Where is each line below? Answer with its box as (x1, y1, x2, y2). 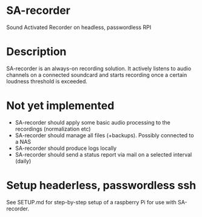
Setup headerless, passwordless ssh (6, 179, 197, 192)
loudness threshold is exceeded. (6, 77, 88, 85)
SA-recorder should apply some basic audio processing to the (15, 118, 171, 126)
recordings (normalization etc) (15, 125, 91, 132)
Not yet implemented (6, 99, 115, 112)
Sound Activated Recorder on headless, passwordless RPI (6, 24, 152, 31)
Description (6, 45, 67, 59)
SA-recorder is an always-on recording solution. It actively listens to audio (6, 65, 192, 72)
